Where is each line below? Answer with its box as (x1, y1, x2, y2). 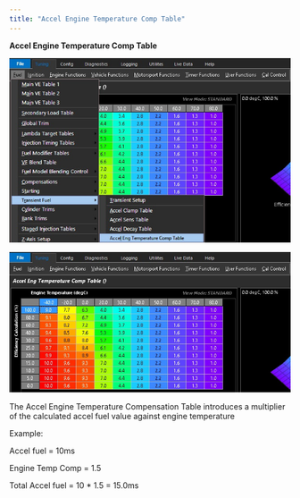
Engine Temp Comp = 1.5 (9, 463, 102, 474)
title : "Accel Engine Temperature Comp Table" (9, 14, 186, 23)
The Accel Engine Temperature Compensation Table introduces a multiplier (9, 401, 286, 412)
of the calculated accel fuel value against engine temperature (9, 411, 235, 422)
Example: (9, 428, 44, 439)
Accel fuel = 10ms (9, 445, 76, 456)
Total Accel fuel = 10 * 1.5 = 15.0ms (9, 480, 139, 491)
